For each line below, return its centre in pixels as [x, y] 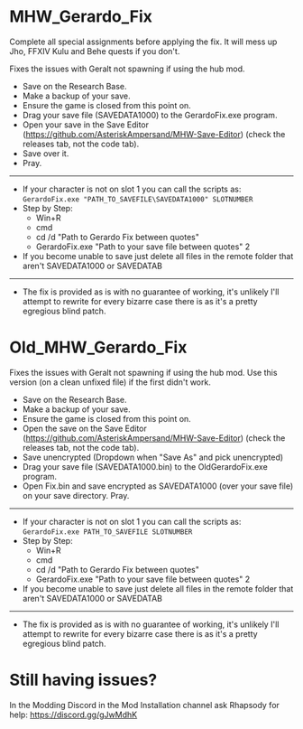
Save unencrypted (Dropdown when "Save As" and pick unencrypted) [153, 457]
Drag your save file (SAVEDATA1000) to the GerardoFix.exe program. [150, 115]
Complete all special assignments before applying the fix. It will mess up [143, 42]
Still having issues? [83, 680]
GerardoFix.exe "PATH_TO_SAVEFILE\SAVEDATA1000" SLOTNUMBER [138, 199]
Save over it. [46, 153]
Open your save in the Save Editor [86, 125]
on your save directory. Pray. [76, 495]
